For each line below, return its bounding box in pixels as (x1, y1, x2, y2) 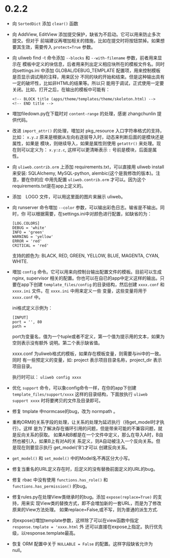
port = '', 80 (12, 319, 42, 325)
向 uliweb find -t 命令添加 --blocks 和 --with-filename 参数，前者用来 (12, 54, 158, 61)
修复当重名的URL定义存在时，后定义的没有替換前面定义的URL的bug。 (12, 466, 158, 472)
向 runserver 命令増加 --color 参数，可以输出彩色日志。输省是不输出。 (12, 204, 160, 211)
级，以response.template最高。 (12, 530, 78, 536)
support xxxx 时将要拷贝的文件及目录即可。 (12, 397, 104, 403)
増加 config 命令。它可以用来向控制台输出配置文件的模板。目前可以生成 (12, 268, 162, 274)
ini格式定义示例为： (12, 305, 53, 311)
